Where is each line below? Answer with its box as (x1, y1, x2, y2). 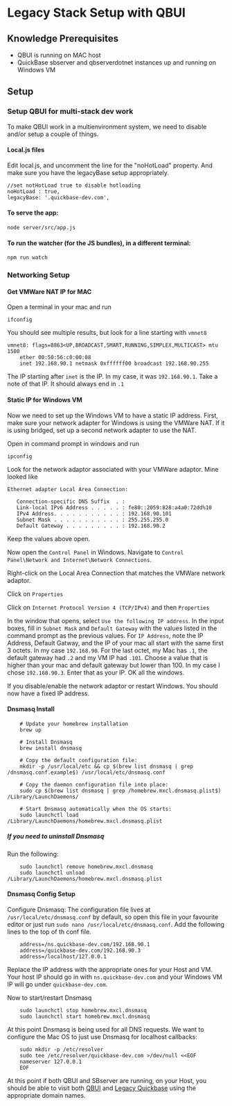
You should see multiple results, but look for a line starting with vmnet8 (7, 329, 207, 337)
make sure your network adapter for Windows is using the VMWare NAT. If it (7, 418, 225, 427)
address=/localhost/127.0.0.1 (19, 953, 107, 960)
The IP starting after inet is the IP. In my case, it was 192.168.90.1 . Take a (7, 372, 218, 381)
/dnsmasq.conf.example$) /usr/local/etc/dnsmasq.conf (7, 769, 166, 776)
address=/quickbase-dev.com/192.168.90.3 (19, 947, 141, 954)
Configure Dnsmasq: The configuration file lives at (7, 905, 151, 914)
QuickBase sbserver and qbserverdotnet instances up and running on (17, 58, 217, 67)
